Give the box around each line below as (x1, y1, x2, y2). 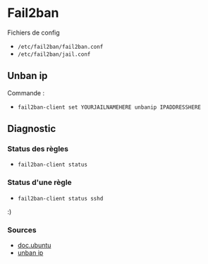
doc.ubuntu (17, 241, 51, 250)
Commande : (7, 88, 44, 97)
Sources (7, 224, 37, 234)
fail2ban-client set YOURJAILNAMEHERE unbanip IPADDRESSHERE (17, 104, 202, 111)
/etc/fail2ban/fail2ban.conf (17, 43, 104, 50)
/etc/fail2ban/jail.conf (17, 51, 91, 58)
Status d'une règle (7, 178, 72, 188)
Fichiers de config (7, 28, 60, 37)
